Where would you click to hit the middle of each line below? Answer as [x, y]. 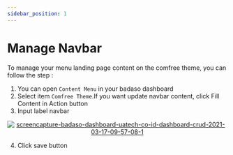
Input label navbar [43, 111]
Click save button [42, 145]
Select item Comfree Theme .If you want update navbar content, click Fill [118, 96]
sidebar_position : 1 [37, 14]
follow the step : [30, 75]
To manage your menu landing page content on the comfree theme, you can [117, 68]
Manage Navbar [55, 48]
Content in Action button [53, 103]
